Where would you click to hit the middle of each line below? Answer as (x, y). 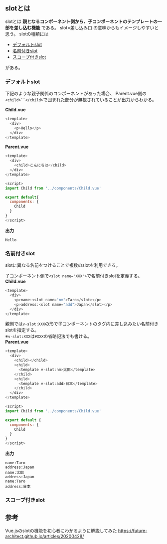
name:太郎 (14, 473)
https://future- (133, 531)
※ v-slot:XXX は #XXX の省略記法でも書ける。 (49, 336)
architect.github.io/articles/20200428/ (45, 536)
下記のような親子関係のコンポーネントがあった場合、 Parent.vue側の (76, 94)
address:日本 (18, 487)
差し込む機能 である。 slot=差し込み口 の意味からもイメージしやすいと (86, 27)
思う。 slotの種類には (27, 34)
